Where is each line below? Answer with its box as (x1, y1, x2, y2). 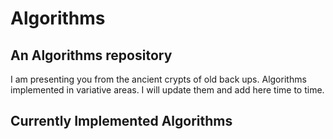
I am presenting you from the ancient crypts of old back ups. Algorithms (10, 73, 307, 85)
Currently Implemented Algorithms (10, 113, 233, 130)
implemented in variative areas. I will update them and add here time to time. (10, 84, 325, 96)
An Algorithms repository (10, 47, 173, 64)
